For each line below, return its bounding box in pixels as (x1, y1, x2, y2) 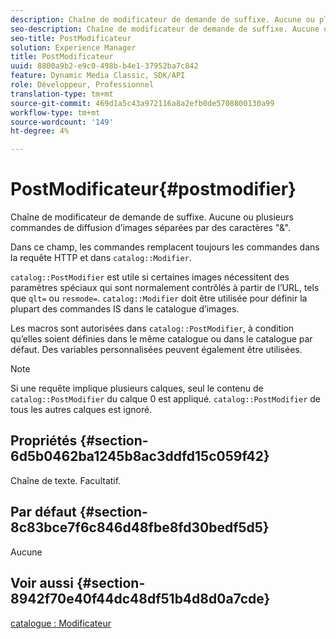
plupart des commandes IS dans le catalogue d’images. (10, 303, 240, 315)
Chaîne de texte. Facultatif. (10, 474, 122, 486)
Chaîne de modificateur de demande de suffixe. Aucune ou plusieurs (10, 211, 294, 223)
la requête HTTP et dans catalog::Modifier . (10, 252, 192, 264)
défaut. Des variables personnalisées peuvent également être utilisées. (10, 344, 303, 356)
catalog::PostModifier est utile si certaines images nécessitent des (10, 271, 290, 283)
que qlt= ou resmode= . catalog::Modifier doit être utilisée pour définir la (10, 292, 308, 305)
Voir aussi (10, 575, 74, 592)
